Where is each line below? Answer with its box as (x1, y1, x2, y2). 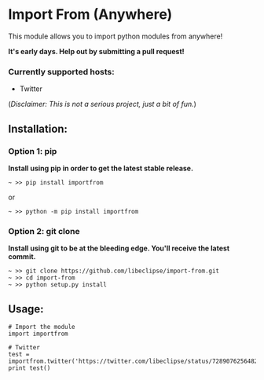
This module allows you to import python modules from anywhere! (8, 31, 223, 41)
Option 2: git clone (8, 225, 80, 236)
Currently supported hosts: (8, 66, 115, 77)
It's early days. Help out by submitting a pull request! (8, 46, 185, 56)
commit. (8, 252, 36, 261)
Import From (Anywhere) (8, 5, 173, 24)
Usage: (8, 302, 45, 316)
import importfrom (8, 330, 68, 338)
